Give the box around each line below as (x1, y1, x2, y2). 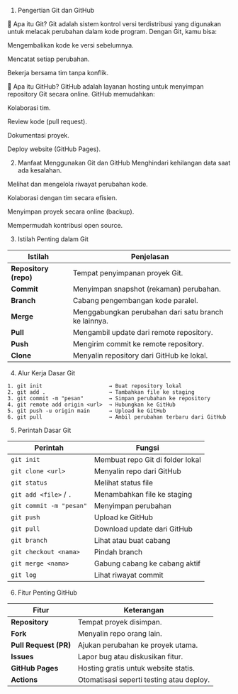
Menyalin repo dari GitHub (93, 466, 182, 476)
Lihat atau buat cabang (93, 536, 171, 545)
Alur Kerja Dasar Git (17, 369, 76, 377)
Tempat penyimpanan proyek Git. (72, 268, 183, 277)
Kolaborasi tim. (7, 104, 51, 112)
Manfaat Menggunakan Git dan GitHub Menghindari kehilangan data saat (17, 159, 231, 167)
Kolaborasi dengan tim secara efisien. (7, 194, 118, 202)
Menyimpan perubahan (93, 501, 171, 510)
